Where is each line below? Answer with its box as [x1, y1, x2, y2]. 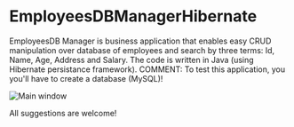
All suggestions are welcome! [9, 107, 117, 118]
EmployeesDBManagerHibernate [9, 6, 258, 27]
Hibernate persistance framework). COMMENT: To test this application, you [9, 64, 286, 75]
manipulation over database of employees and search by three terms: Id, [9, 44, 275, 55]
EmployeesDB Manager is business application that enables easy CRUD [9, 36, 272, 46]
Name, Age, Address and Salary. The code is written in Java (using [9, 54, 255, 65]
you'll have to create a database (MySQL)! [9, 73, 163, 83]
